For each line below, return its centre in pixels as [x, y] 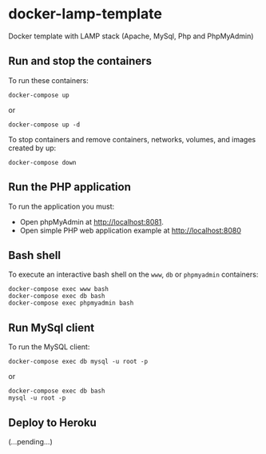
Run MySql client [51, 327]
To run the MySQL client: [49, 347]
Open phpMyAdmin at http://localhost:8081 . [91, 221]
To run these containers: [49, 80]
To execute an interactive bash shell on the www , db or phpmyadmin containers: [133, 275]
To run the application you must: [62, 206]
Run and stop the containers [80, 61]
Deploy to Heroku [53, 422]
